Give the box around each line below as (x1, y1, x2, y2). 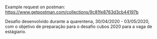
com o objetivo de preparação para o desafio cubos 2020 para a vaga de (5, 24, 153, 29)
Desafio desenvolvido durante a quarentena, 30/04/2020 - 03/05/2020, (5, 19, 150, 24)
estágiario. (5, 29, 27, 34)
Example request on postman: (5, 4, 65, 10)
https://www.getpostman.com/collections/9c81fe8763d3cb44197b (5, 9, 139, 15)
